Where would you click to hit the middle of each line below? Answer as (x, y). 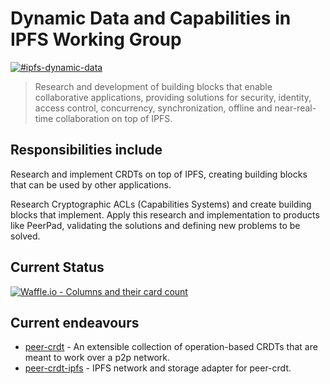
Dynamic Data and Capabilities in (151, 18)
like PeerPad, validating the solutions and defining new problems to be (155, 225)
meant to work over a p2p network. (97, 358)
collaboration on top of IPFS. (114, 118)
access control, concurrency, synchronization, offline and (153, 108)
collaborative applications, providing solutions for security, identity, (173, 97)
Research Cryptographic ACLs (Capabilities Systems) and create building (161, 204)
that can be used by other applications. (91, 184)
